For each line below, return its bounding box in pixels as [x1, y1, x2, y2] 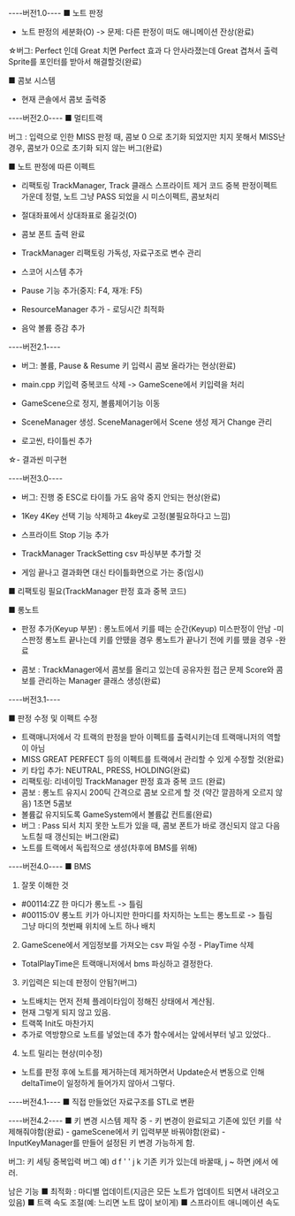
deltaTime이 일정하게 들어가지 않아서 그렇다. [20, 1078, 176, 1088]
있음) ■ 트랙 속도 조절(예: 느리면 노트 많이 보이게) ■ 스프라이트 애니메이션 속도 [8, 1197, 280, 1207]
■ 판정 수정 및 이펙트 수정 [8, 713, 98, 723]
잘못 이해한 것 [20, 880, 69, 891]
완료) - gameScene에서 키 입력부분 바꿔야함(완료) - [46, 1127, 226, 1136]
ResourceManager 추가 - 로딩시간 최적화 [20, 304, 165, 314]
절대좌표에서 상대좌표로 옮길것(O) [20, 210, 138, 220]
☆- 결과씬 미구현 [8, 455, 68, 464]
